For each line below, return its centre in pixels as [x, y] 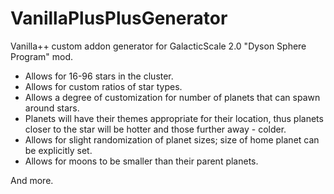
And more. [32, 180]
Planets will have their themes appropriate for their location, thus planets [174, 118]
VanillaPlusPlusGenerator [119, 18]
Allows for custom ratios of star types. [103, 86]
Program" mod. [42, 56]
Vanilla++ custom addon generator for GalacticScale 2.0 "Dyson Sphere [158, 46]
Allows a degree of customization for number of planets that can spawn [172, 97]
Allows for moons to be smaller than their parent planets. [141, 161]
